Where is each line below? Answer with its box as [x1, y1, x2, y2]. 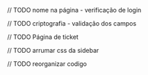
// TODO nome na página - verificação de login [7, 6, 142, 14]
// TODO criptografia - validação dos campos [7, 19, 137, 27]
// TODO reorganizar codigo [7, 60, 87, 68]
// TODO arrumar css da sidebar [7, 47, 99, 54]
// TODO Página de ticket [7, 33, 79, 41]
